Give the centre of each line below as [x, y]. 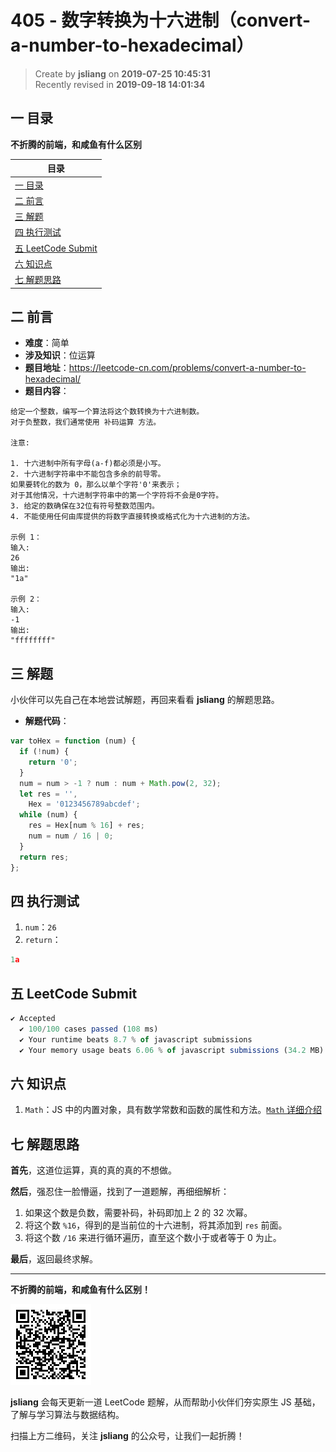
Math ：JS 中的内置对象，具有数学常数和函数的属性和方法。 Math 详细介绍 [173, 1110]
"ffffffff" [33, 641]
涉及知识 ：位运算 [60, 355]
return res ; [44, 857]
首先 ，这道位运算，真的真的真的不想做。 [93, 1170]
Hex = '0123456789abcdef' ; [84, 804]
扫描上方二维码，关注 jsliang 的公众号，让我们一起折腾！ [127, 1436]
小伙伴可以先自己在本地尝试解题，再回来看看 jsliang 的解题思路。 [145, 700]
